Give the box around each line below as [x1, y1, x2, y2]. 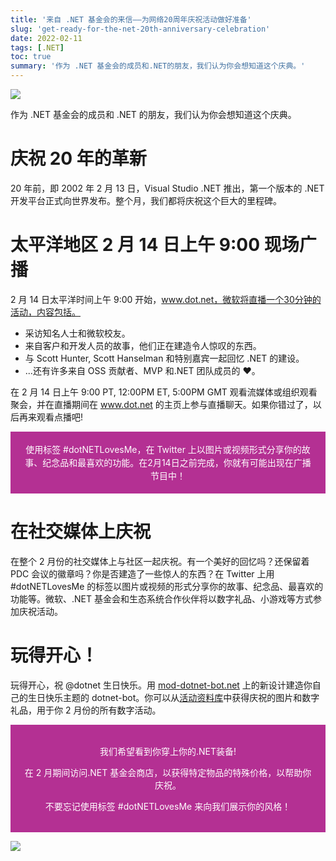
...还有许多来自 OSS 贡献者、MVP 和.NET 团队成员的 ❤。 [24, 364, 261, 376]
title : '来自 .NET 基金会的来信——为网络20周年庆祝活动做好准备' [10, 14, 252, 25]
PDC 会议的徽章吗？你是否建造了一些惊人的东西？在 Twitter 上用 [10, 567, 275, 580]
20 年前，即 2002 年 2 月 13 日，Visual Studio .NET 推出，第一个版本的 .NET [10, 182, 325, 194]
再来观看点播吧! [18, 411, 84, 423]
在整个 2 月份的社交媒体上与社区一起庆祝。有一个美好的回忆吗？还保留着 [10, 555, 310, 567]
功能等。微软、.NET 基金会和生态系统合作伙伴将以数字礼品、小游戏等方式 [10, 592, 313, 605]
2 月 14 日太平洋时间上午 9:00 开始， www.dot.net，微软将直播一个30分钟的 [10, 293, 322, 305]
